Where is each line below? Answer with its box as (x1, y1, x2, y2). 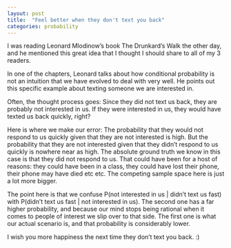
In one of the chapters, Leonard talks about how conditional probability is (7, 70, 215, 78)
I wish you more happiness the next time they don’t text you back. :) (7, 233, 200, 241)
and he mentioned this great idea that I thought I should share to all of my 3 (7, 49, 221, 57)
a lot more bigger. (7, 177, 57, 185)
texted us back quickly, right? (7, 112, 91, 121)
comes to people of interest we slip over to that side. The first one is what (7, 212, 217, 220)
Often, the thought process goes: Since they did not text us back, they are (7, 98, 217, 106)
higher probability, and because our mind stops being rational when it (7, 205, 205, 214)
